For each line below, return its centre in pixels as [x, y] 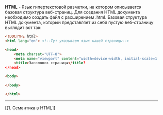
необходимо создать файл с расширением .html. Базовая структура [76, 17]
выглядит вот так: [24, 28]
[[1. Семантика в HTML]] [30, 108]
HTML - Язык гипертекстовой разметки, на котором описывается [73, 7]
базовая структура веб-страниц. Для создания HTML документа [73, 12]
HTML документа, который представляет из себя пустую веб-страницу [79, 22]
